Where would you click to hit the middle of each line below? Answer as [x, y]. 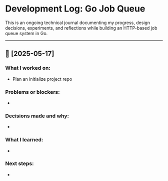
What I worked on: [28, 68]
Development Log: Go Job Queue [75, 9]
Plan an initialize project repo [42, 79]
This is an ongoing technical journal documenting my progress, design [78, 23]
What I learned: [24, 140]
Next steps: [19, 163]
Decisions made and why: [37, 116]
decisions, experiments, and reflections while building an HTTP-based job [81, 28]
